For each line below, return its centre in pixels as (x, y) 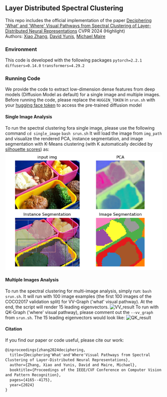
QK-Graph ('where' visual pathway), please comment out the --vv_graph (79, 312)
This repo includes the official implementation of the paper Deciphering (79, 20)
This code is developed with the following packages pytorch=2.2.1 (74, 60)
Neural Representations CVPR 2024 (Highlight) (77, 31)
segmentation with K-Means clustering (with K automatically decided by (79, 144)
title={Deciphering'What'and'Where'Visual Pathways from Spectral (80, 355)
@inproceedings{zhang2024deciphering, (45, 350)
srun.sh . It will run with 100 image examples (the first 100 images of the (79, 296)
